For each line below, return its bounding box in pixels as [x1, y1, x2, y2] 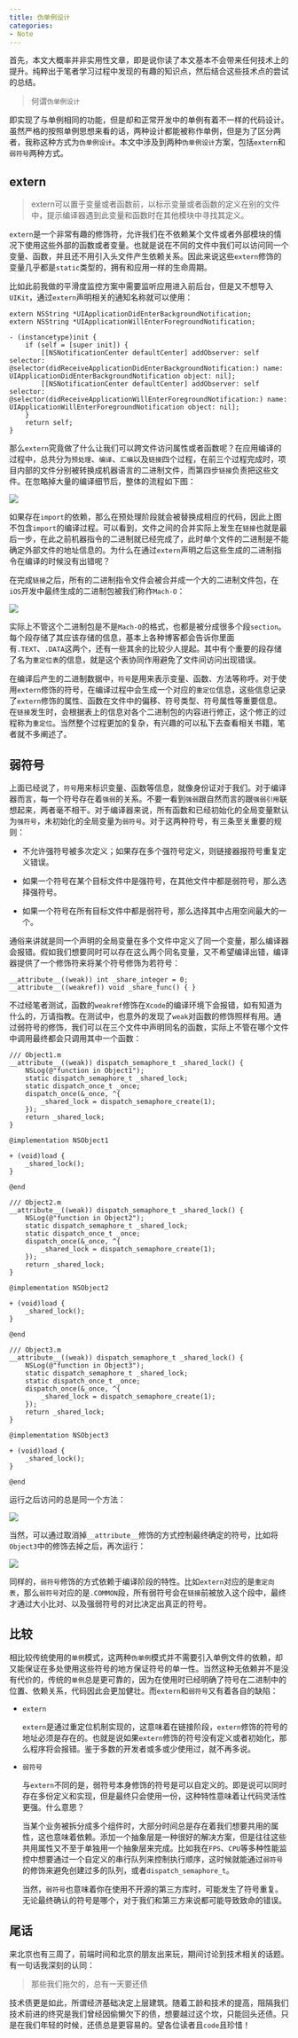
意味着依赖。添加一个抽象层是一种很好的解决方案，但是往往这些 [52, 1831, 286, 1842]
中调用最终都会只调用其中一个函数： [9, 1033, 142, 1043]
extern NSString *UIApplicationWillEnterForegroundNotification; [9, 317, 255, 326]
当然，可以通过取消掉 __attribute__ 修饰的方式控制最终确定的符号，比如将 [9, 1530, 279, 1540]
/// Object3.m [9, 1345, 62, 1354]
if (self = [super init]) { [25, 341, 129, 350]
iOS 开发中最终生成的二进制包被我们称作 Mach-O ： [9, 586, 185, 597]
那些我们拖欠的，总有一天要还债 [30, 1979, 148, 1989]
